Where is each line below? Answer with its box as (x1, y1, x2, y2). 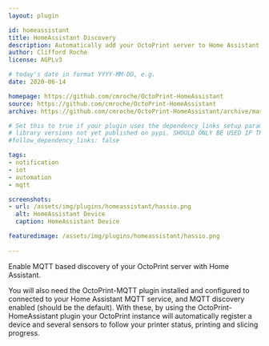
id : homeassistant (8, 26, 70, 34)
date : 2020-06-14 (8, 78, 66, 86)
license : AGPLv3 (8, 56, 62, 64)
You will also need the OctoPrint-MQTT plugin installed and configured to (8, 285, 250, 295)
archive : (8, 107, 38, 115)
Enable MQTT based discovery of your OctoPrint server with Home (8, 261, 230, 271)
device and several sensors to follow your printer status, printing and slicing (8, 320, 259, 329)
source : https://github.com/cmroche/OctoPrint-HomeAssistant (8, 99, 217, 108)
